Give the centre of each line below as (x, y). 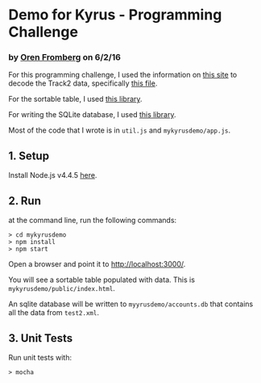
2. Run (25, 201)
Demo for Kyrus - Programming (115, 15)
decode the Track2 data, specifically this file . (83, 83)
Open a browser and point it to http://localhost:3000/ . (97, 264)
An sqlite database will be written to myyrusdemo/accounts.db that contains (131, 304)
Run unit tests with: (40, 357)
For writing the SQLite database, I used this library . (92, 115)
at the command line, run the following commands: (93, 221)
